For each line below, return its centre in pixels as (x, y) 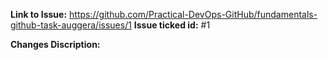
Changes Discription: (55, 44)
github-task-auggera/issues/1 (71, 25)
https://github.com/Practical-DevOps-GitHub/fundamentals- (193, 14)
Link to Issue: (39, 14)
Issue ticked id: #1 (172, 25)
